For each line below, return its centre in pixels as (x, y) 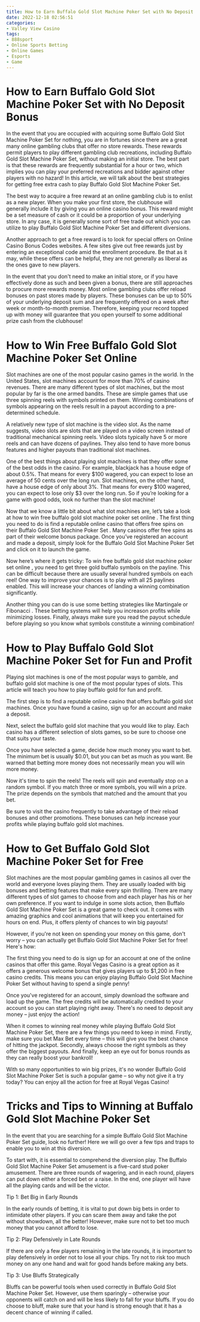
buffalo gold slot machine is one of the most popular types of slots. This (95, 683)
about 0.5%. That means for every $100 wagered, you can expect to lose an (100, 474)
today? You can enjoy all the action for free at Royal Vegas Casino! (88, 1082)
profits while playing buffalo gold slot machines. (65, 824)
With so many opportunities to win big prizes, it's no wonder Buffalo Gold (96, 1069)
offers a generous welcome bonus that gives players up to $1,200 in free (96, 971)
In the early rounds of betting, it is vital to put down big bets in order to (93, 1209)
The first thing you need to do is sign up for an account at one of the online (99, 958)
